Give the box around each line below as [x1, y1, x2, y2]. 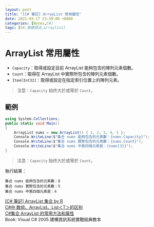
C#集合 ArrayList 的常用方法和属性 [5, 210, 75, 216]
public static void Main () [5, 121, 60, 126]
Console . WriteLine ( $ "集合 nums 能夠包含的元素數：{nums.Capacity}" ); [14, 135, 150, 140]
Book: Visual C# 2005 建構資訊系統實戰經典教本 [5, 216, 101, 222]
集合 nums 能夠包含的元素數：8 [5, 179, 60, 184]
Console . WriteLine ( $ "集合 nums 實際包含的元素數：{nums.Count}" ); [14, 139, 144, 144]
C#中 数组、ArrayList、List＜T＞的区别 [5, 204, 83, 210]
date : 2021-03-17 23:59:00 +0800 [5, 16, 73, 21]
